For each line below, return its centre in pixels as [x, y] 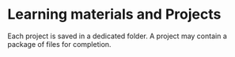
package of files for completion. [59, 44]
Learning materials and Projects [114, 14]
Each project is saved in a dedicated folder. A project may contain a [117, 36]
